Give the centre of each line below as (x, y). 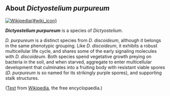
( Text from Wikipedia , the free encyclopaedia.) (54, 88)
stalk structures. (22, 78)
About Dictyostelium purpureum (58, 8)
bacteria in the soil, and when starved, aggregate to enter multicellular (79, 62)
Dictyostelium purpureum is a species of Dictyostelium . (64, 30)
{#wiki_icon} (44, 20)
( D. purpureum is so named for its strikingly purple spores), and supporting (83, 73)
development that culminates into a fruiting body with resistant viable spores (85, 67)
